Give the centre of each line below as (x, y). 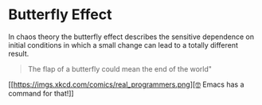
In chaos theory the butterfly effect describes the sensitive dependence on (131, 37)
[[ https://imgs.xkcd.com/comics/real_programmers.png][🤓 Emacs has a (126, 84)
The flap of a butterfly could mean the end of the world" (120, 68)
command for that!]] (41, 93)
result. (19, 53)
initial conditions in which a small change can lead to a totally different (123, 45)
